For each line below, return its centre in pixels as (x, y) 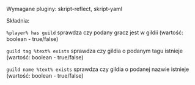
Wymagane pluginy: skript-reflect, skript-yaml (64, 9)
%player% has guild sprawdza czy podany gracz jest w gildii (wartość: (95, 32)
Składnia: (18, 20)
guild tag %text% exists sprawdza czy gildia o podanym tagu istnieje (95, 51)
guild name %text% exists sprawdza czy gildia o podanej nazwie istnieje (98, 69)
